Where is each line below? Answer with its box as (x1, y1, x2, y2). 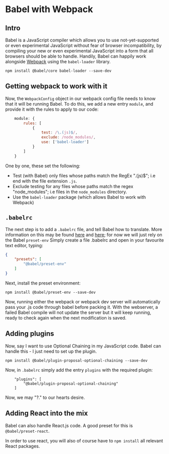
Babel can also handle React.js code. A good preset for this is (5, 422, 133, 428)
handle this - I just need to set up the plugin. (5, 348, 97, 354)
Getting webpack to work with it (5, 82, 107, 90)
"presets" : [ (14, 257, 42, 262)
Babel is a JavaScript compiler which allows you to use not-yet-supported (5, 37, 159, 43)
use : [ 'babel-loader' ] (41, 140, 89, 145)
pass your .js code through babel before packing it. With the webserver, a (5, 304, 158, 310)
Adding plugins (5, 330, 54, 338)
